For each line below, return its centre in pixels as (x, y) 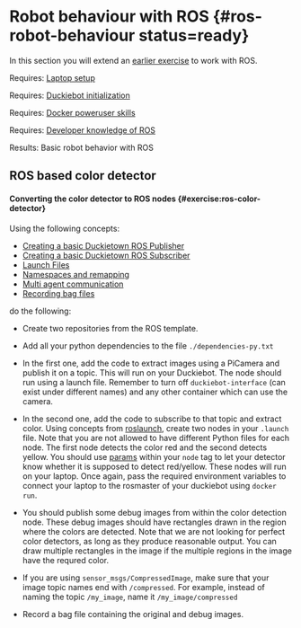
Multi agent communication (73, 284)
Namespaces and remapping (76, 274)
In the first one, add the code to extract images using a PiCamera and (151, 363)
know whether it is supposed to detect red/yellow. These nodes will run (154, 466)
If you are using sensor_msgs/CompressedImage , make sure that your (146, 578)
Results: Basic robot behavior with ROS (82, 147)
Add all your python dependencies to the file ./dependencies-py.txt (148, 345)
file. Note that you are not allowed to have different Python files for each (156, 438)
